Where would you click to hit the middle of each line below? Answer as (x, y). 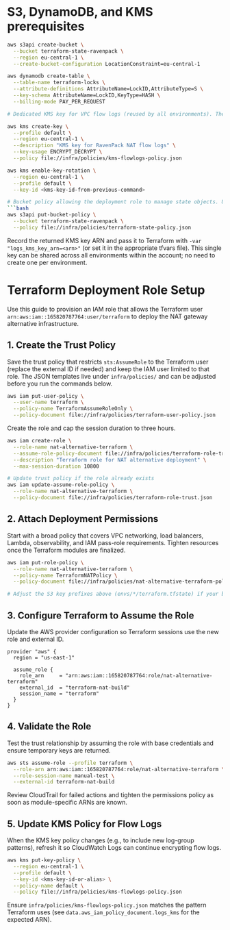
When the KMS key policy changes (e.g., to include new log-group (101, 840)
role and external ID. (36, 639)
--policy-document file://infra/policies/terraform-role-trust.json (113, 498)
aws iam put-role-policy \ (46, 562)
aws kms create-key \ (38, 126)
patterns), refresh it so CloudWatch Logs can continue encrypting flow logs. (114, 848)
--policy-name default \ (49, 885)
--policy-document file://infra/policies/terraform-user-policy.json (114, 415)
